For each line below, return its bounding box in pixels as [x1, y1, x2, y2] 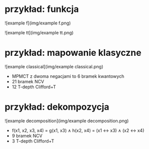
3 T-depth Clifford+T [11, 138, 54, 144]
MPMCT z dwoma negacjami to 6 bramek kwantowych [11, 73, 125, 79]
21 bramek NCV [11, 78, 44, 84]
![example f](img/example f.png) [4, 20, 71, 26]
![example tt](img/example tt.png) [4, 29, 74, 35]
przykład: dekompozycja [4, 101, 110, 113]
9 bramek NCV [11, 133, 43, 139]
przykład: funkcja [4, 3, 79, 15]
